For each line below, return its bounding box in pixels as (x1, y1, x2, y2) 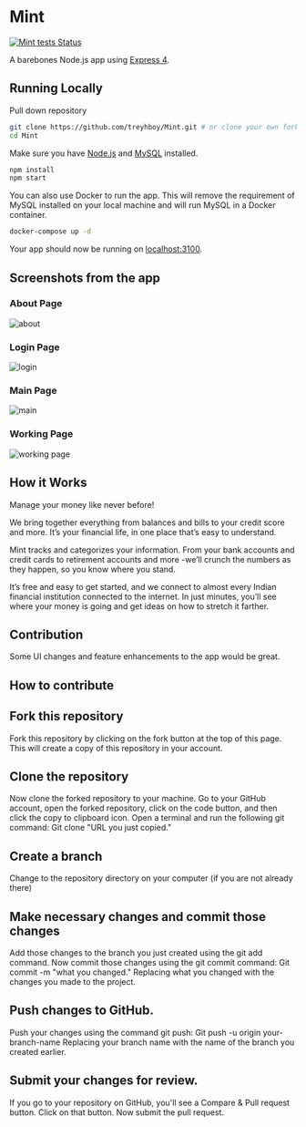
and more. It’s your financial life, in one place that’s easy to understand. (9, 526, 277, 537)
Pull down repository (9, 105, 87, 116)
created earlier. (9, 1046, 66, 1057)
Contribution (9, 626, 84, 642)
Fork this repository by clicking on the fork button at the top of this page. (9, 732, 282, 744)
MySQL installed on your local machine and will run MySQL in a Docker (9, 200, 276, 211)
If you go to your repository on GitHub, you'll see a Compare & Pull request (9, 1097, 290, 1108)
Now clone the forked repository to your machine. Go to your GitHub (9, 793, 267, 804)
